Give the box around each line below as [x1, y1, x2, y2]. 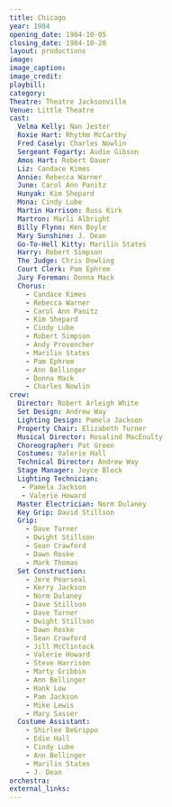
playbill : [9, 80, 47, 89]
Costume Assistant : [17, 718, 91, 727]
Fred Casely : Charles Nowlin [17, 139, 127, 148]
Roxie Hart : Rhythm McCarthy [17, 131, 127, 140]
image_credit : [9, 72, 63, 81]
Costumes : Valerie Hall [17, 449, 106, 458]
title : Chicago [9, 13, 67, 23]
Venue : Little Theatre [9, 105, 95, 115]
